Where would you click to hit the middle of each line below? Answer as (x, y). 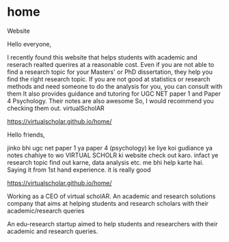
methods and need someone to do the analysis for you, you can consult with (115, 86)
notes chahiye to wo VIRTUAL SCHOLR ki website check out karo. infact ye (113, 155)
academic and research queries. (53, 231)
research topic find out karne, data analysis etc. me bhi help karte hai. (105, 162)
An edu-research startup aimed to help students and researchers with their (112, 224)
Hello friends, (26, 135)
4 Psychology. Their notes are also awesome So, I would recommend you (110, 100)
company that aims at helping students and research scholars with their (108, 203)
